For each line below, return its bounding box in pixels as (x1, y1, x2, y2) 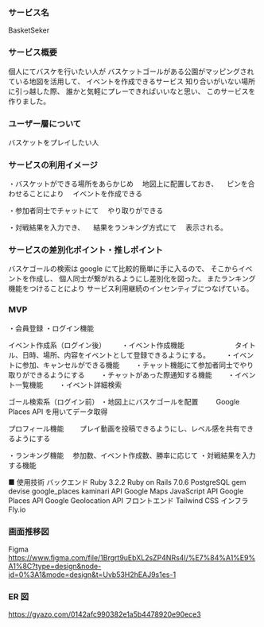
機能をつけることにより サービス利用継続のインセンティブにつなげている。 (8, 284, 254, 293)
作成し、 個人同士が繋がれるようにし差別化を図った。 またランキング (29, 274, 256, 284)
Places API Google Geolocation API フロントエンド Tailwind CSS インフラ (8, 495, 249, 505)
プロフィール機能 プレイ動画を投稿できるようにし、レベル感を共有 (8, 424, 240, 433)
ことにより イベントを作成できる (29, 189, 143, 199)
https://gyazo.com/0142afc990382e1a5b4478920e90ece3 (8, 610, 201, 619)
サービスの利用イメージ (8, 159, 98, 170)
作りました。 (8, 96, 50, 106)
